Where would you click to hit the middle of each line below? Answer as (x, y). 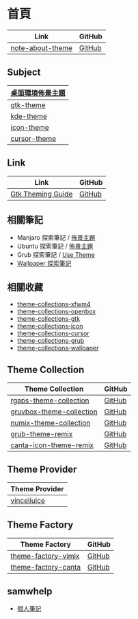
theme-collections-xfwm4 (54, 304)
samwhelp (30, 592)
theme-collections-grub (51, 341)
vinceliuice (28, 500)
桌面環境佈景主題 (38, 93)
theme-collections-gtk (49, 319)
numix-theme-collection (51, 423)
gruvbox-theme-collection (54, 412)
